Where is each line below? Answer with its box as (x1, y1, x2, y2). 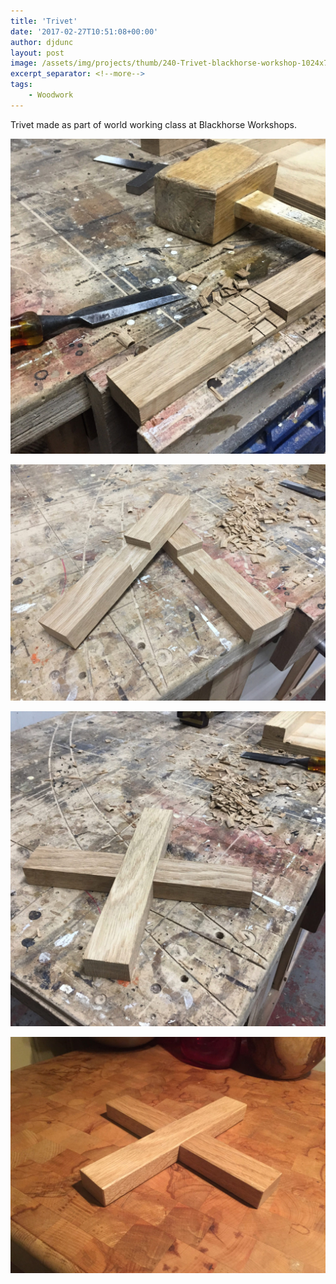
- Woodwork (28, 90, 74, 100)
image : (10, 58, 38, 69)
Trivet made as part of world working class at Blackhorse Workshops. (10, 118, 297, 130)
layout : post (10, 48, 65, 58)
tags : (10, 80, 33, 90)
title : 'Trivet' (10, 16, 78, 26)
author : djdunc (10, 37, 74, 47)
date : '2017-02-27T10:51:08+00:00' (10, 26, 159, 37)
